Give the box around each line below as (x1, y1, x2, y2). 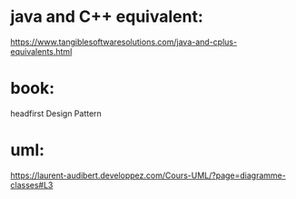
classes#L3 (10, 179, 54, 190)
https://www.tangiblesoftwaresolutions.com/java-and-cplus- (10, 36, 238, 47)
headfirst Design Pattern (10, 107, 103, 119)
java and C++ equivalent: (10, 6, 203, 27)
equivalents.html (10, 45, 73, 56)
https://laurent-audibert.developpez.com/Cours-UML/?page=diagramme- (10, 170, 287, 181)
